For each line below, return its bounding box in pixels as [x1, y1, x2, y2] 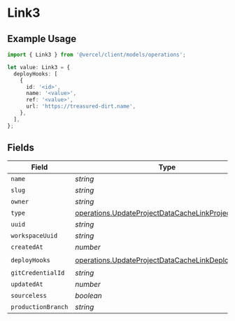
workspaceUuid [10, 232, 58, 240]
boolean [74, 291, 103, 301]
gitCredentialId [10, 269, 65, 277]
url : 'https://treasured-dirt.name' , [25, 103, 136, 110]
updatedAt [10, 280, 43, 288]
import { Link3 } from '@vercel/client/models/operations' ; [7, 51, 187, 58]
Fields [7, 142, 35, 154]
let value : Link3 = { [7, 64, 71, 71]
